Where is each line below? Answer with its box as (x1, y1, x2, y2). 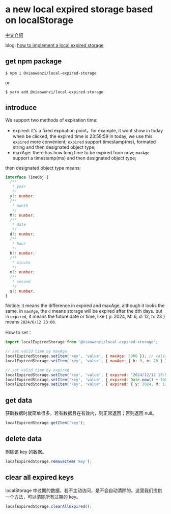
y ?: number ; (10, 194, 36, 199)
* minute (12, 260, 31, 265)
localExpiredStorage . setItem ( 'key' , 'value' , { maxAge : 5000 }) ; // (5, 354, 154, 359)
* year (12, 184, 26, 190)
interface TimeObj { (5, 175, 49, 180)
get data (5, 396, 32, 405)
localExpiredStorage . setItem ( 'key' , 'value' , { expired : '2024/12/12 (5, 372, 156, 378)
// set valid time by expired (5, 367, 70, 372)
